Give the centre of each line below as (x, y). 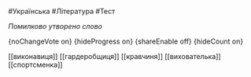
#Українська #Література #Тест (62, 11)
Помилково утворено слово (55, 26)
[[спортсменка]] (35, 65)
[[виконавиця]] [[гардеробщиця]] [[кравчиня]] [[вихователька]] (115, 56)
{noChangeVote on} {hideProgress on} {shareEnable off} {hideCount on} (126, 41)
